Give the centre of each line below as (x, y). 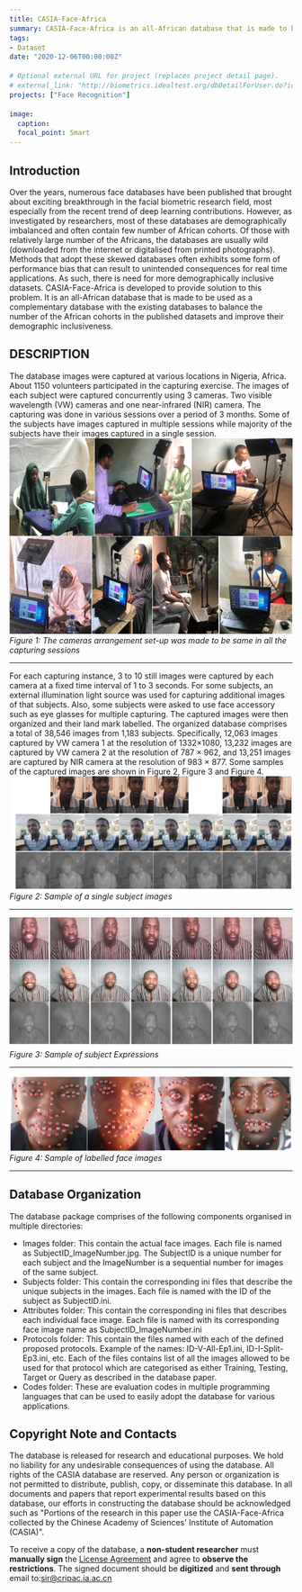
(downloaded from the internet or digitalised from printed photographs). (142, 249)
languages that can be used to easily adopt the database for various (149, 1396)
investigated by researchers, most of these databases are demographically (148, 220)
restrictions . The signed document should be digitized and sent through (145, 1569)
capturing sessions (45, 650)
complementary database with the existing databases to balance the (136, 307)
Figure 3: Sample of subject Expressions (84, 1054)
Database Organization (75, 1195)
